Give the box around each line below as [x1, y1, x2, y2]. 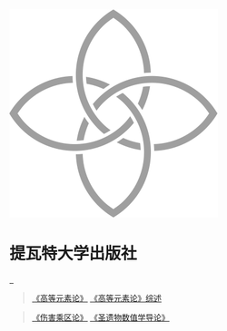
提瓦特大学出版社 [9, 244, 138, 264]
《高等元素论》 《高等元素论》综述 [31, 292, 162, 303]
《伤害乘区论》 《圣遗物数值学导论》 [31, 312, 170, 323]
